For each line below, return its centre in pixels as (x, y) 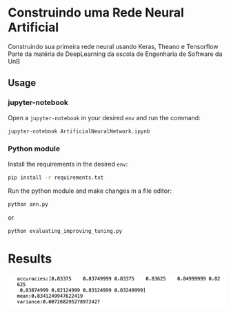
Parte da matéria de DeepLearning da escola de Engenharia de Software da (115, 54)
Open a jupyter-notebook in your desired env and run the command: (104, 117)
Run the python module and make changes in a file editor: (90, 191)
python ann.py (28, 204)
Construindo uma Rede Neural (96, 13)
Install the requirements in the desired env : (68, 164)
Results (30, 259)
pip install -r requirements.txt (56, 178)
